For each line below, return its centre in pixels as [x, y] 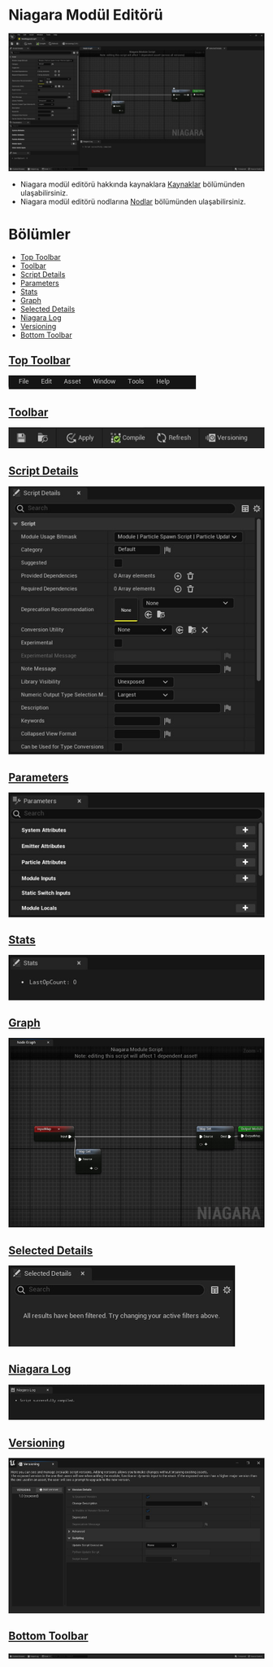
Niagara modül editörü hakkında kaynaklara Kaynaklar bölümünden [132, 184]
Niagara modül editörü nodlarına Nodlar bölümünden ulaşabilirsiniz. [133, 201]
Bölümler [39, 234]
